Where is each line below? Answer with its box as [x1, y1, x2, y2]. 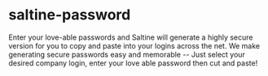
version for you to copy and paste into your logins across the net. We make [8, 40, 261, 50]
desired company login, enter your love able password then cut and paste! [8, 58, 258, 68]
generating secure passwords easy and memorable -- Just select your [8, 49, 246, 59]
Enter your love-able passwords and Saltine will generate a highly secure [8, 32, 253, 42]
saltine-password [8, 6, 131, 24]
